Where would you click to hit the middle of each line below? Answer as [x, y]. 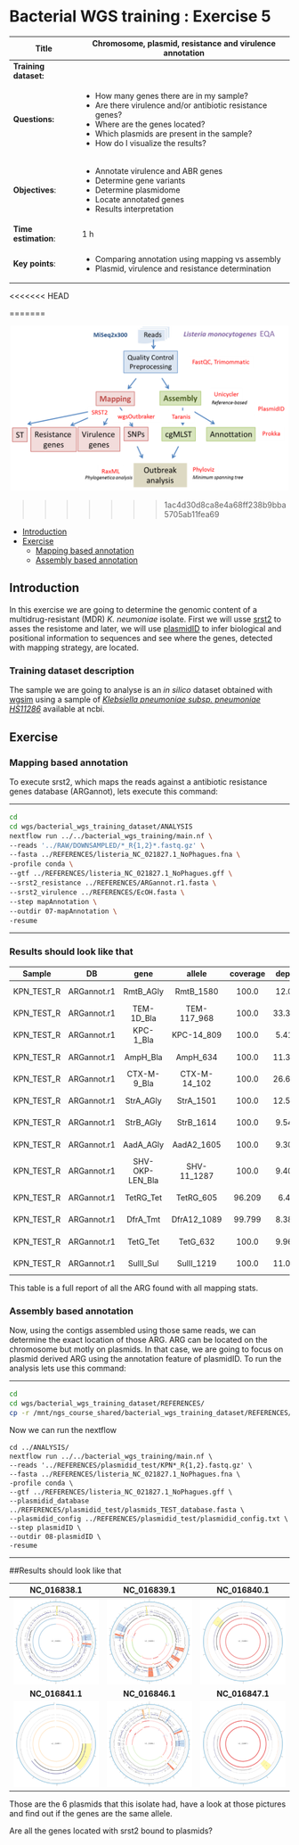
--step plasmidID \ [45, 1528]
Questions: [34, 119]
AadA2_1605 [197, 1144]
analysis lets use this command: [68, 1368]
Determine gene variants [140, 181]
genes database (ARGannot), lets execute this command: [113, 791]
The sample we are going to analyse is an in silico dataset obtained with [141, 690]
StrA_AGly [143, 1101]
